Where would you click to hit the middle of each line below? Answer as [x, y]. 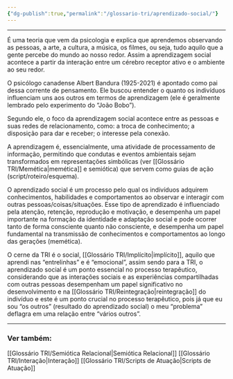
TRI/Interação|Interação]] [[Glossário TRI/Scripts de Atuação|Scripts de [109, 360]
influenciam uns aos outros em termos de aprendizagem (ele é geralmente [114, 97]
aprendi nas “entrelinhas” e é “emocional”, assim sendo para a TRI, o [105, 262]
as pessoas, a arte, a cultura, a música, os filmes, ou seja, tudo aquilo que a [115, 47]
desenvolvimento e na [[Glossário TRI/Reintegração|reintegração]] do [107, 292]
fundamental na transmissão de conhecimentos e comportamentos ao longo [116, 234]
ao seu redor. [26, 69]
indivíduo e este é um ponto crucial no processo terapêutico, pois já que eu [115, 298]
